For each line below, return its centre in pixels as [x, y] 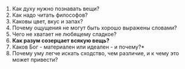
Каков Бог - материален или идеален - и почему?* [78, 47]
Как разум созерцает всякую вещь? [61, 40]
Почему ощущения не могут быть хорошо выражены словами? [94, 28]
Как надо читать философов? [50, 15]
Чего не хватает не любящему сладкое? [64, 34]
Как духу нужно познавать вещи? [56, 9]
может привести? [35, 60]
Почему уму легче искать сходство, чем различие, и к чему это [96, 53]
